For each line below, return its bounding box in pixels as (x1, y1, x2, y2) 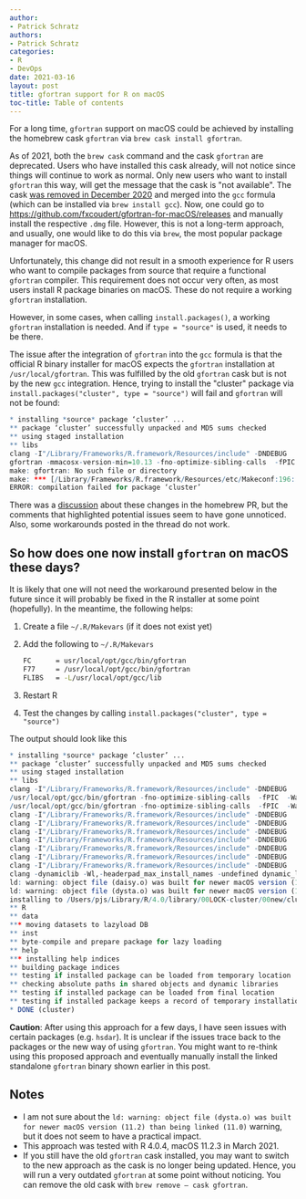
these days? (9, 559, 80, 575)
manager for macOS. (9, 238, 88, 249)
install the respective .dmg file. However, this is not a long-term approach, (9, 218, 285, 229)
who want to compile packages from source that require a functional (9, 266, 267, 276)
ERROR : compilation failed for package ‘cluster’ (9, 483, 202, 493)
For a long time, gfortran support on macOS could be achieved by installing (9, 123, 294, 134)
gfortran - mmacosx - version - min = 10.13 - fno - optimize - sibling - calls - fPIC (9, 457, 296, 466)
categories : (9, 47, 55, 57)
